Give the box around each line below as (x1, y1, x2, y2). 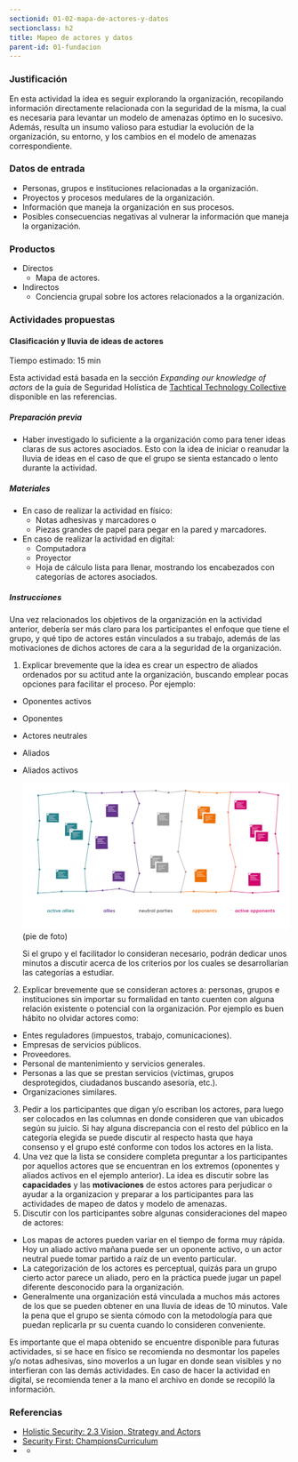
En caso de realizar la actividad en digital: (21, 534, 175, 544)
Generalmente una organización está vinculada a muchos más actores (21, 1291, 280, 1302)
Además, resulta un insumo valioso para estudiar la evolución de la (9, 121, 254, 133)
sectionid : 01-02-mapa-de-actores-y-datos (9, 14, 169, 23)
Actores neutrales (21, 730, 88, 742)
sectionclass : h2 (9, 23, 74, 33)
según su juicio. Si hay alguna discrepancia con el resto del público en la (21, 1123, 289, 1134)
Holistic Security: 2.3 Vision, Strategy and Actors (21, 1426, 202, 1437)
